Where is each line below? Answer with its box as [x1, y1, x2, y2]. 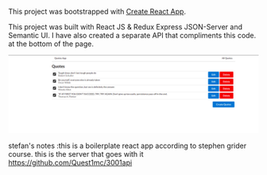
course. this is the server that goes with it [8, 149, 145, 158]
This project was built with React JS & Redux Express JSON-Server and [8, 22, 243, 31]
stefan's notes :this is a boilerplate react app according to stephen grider [8, 141, 247, 150]
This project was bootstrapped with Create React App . [8, 7, 187, 16]
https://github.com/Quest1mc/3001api [8, 157, 133, 167]
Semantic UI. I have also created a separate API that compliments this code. [8, 31, 257, 40]
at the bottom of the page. [8, 39, 94, 49]
